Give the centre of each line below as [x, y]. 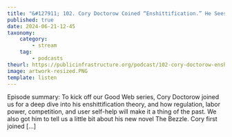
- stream [45, 45]
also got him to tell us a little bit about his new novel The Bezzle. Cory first [112, 119]
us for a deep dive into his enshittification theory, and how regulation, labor [114, 105]
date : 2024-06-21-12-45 [41, 26]
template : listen [32, 77]
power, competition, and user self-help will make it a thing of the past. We [112, 112]
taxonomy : [21, 33]
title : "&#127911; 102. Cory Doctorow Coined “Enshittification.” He [109, 13]
